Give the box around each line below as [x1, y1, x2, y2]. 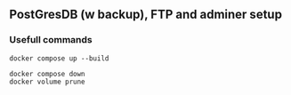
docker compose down [9, 69, 86, 78]
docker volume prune [9, 77, 86, 86]
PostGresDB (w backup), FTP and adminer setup [9, 7, 283, 22]
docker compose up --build [9, 53, 109, 63]
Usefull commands [9, 34, 93, 46]
